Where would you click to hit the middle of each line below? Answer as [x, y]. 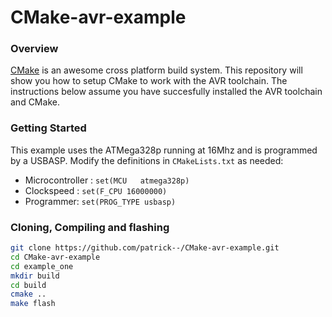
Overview [34, 49]
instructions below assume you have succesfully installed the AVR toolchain [166, 92]
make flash [33, 304]
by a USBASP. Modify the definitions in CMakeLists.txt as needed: [147, 160]
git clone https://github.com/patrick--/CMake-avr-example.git [145, 248]
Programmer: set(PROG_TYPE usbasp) [100, 201]
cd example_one [42, 266]
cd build [28, 285]
